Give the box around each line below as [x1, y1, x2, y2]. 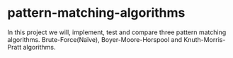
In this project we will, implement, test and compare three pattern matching [7, 28, 227, 36]
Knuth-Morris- [183, 35, 226, 43]
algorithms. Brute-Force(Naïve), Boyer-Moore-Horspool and [7, 35, 183, 43]
